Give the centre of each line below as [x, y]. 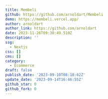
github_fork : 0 [21, 89]
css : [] [13, 51]
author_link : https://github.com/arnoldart [51, 28]
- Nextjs [19, 47]
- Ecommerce [22, 65]
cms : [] [13, 56]
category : [15, 61]
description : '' [22, 38]
